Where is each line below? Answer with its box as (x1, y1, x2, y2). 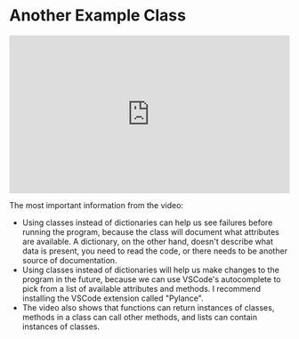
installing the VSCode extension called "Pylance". (21, 293, 204, 303)
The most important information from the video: (9, 200, 184, 211)
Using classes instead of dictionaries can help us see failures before (21, 217, 273, 228)
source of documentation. (21, 255, 117, 266)
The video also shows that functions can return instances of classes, (21, 303, 275, 313)
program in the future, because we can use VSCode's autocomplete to (21, 274, 281, 285)
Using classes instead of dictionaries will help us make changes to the (21, 264, 280, 276)
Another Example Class (9, 5, 187, 26)
